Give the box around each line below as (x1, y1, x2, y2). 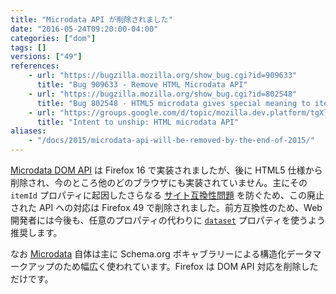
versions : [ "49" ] (10, 52, 83, 62)
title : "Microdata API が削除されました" (10, 14, 173, 25)
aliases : (10, 126, 47, 136)
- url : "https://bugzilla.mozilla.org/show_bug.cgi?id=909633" (28, 71, 298, 81)
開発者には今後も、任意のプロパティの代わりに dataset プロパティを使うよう (10, 214, 326, 226)
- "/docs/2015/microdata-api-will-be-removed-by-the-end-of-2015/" (28, 136, 315, 146)
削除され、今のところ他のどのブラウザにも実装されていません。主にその (10, 177, 308, 188)
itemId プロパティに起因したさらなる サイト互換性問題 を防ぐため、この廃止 (10, 189, 325, 201)
